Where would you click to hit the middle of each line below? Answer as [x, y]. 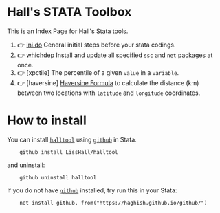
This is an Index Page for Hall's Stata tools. [68, 31]
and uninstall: [26, 165]
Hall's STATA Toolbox [69, 12]
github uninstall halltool [58, 177]
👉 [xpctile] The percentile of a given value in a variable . [98, 72]
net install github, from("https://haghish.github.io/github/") [113, 203]
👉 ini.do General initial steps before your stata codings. [96, 45]
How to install [47, 121]
